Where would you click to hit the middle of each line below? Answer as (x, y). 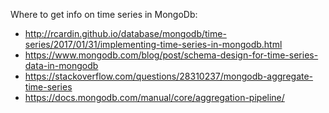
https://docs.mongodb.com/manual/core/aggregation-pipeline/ (154, 97)
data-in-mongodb (61, 65)
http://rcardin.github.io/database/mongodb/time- (125, 33)
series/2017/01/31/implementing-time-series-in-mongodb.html (153, 44)
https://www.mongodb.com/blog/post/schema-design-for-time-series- (171, 55)
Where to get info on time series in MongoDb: (104, 14)
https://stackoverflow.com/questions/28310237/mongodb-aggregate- (169, 76)
